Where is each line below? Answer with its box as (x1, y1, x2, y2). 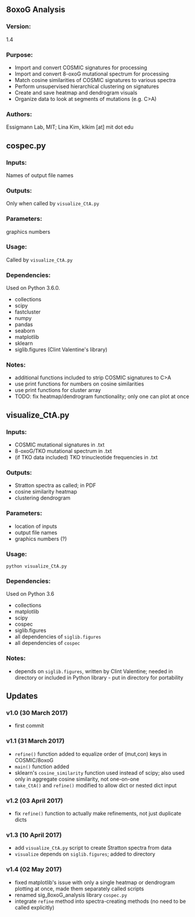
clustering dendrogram (14, 494, 71, 501)
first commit (14, 722, 44, 729)
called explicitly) (14, 903, 55, 911)
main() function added (14, 763, 70, 770)
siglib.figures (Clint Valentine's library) (14, 346, 108, 353)
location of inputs (14, 523, 58, 530)
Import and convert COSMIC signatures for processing (14, 64, 147, 71)
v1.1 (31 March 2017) (6, 737, 65, 745)
